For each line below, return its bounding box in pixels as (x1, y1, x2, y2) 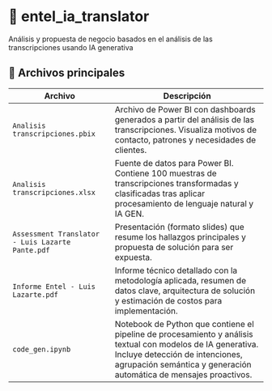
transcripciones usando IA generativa (8, 42, 134, 52)
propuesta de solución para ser (114, 241, 234, 253)
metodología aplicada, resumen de (114, 274, 247, 286)
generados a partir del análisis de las (114, 113, 255, 125)
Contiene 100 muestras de (114, 168, 217, 179)
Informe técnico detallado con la (114, 265, 238, 276)
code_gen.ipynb (12, 344, 71, 354)
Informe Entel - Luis (12, 282, 96, 291)
